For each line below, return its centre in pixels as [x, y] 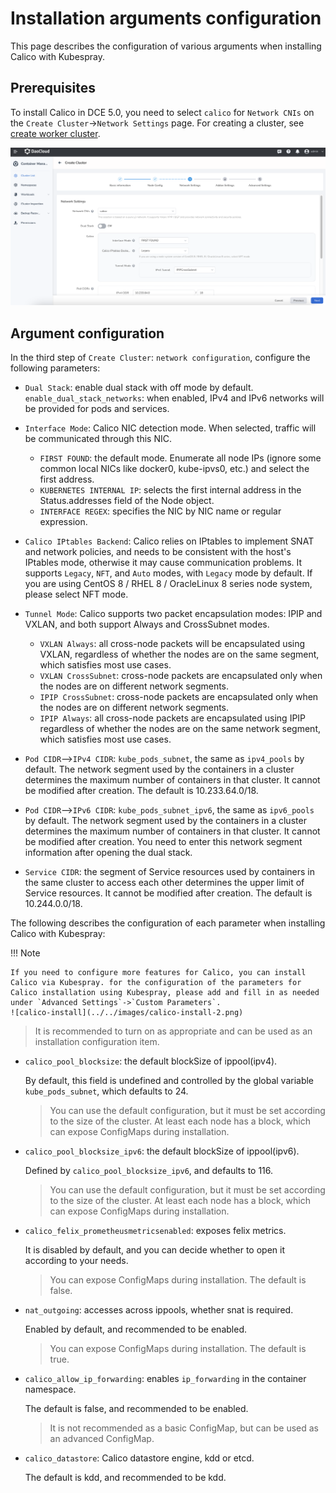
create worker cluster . [55, 133]
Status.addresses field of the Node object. [127, 501]
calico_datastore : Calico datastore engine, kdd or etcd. [139, 1458]
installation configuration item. [97, 1042]
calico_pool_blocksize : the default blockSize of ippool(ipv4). [151, 1061]
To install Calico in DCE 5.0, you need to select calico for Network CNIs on [162, 112]
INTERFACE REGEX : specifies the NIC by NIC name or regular [160, 511]
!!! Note [25, 953]
